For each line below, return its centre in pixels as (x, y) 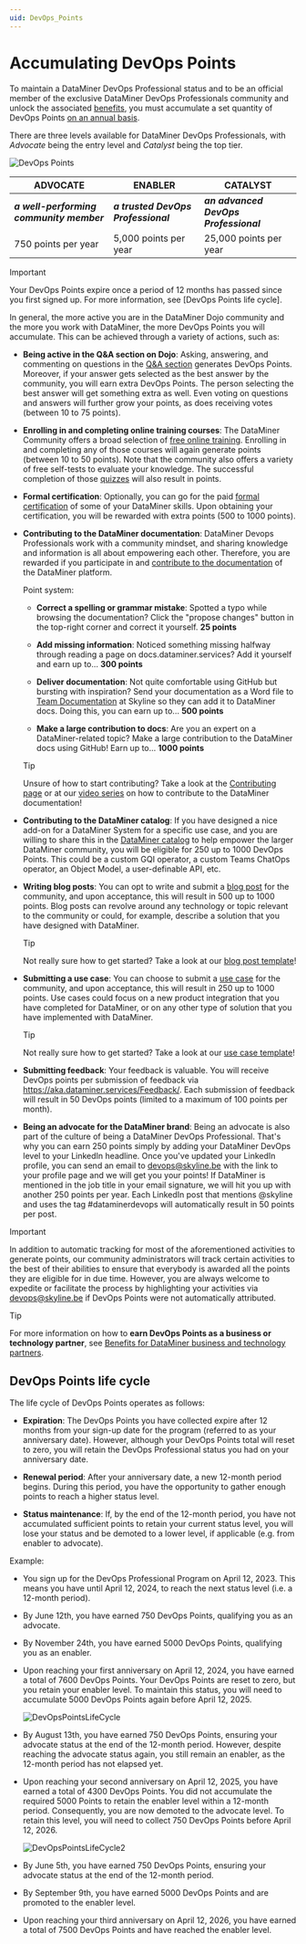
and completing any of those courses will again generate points (142, 449)
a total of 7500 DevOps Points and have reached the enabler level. (147, 1930)
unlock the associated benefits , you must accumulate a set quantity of (141, 108)
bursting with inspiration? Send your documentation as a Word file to (165, 691)
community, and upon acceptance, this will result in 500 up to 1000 (148, 896)
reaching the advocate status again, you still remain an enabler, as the (153, 1754)
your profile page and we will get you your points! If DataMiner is (144, 1175)
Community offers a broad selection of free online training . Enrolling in (154, 440)
